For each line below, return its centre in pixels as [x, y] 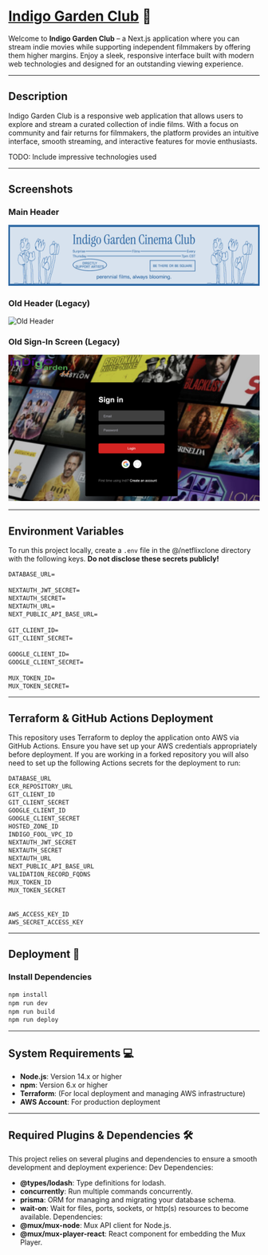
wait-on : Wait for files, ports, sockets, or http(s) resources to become [134, 1208]
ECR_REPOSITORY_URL [41, 787]
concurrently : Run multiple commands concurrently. [106, 1191]
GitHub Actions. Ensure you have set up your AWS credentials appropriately [133, 746]
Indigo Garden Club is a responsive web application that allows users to [126, 116]
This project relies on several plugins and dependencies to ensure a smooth [133, 1158]
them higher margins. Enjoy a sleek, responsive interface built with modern [131, 55]
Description [38, 96]
